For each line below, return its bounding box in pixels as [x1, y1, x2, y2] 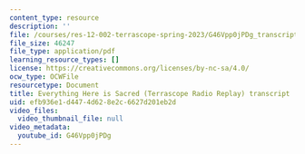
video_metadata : [9, 123, 71, 132]
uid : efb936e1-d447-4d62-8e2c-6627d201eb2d [9, 97, 177, 107]
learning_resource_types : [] [9, 55, 120, 64]
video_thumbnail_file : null [17, 114, 124, 123]
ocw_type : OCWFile [9, 72, 79, 82]
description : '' [9, 22, 71, 31]
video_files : [9, 106, 59, 115]
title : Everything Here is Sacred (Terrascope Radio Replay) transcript [9, 89, 290, 98]
